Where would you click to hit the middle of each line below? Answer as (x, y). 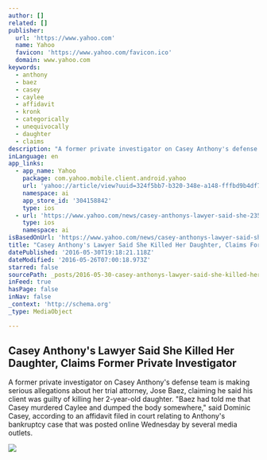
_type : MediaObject (41, 311)
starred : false (33, 267)
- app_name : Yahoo (46, 171)
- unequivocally (42, 127)
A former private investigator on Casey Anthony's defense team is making (129, 382)
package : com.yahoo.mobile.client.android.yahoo (104, 179)
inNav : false (30, 297)
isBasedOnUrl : (32, 238)
